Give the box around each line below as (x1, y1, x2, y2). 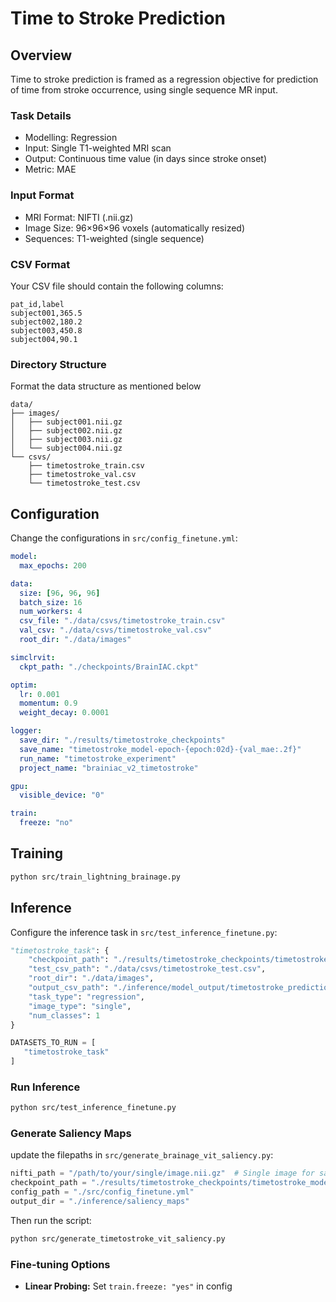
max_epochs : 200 (19, 560, 87, 571)
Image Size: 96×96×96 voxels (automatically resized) (24, 222, 246, 234)
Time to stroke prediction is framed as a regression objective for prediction (10, 73, 319, 85)
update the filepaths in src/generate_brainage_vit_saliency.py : (10, 1149, 274, 1161)
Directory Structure (10, 357, 107, 371)
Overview (10, 47, 73, 64)
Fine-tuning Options (10, 1257, 111, 1271)
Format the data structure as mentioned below (10, 380, 202, 392)
